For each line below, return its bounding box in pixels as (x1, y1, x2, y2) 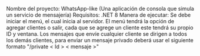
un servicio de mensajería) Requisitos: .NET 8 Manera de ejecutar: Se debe (6, 11, 191, 18)
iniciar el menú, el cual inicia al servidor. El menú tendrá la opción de (6, 18, 175, 24)
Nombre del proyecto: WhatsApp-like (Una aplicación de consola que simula (6, 5, 195, 12)
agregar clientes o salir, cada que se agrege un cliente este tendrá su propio (6, 24, 194, 31)
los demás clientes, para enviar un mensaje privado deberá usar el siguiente (6, 37, 194, 43)
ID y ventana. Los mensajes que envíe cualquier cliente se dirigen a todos (6, 30, 187, 38)
